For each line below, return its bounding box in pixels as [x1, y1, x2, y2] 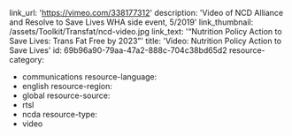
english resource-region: [21, 81, 112, 91]
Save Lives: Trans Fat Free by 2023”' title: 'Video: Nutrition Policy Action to [9, 35, 281, 46]
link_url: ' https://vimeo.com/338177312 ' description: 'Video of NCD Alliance [9, 8, 284, 18]
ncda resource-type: [21, 110, 97, 119]
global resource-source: [21, 90, 111, 101]
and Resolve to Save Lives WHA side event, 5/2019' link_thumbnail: [9, 17, 254, 27]
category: [9, 55, 44, 64]
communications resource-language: [21, 72, 158, 82]
